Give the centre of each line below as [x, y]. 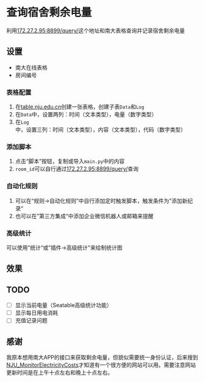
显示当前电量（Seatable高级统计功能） [64, 305]
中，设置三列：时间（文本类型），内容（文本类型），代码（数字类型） [100, 130]
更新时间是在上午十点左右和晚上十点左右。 [60, 373]
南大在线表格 [31, 67]
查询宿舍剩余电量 [49, 12]
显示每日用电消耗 [37, 313]
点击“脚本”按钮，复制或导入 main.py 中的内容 [70, 161]
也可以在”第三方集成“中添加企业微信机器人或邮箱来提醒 [84, 216]
